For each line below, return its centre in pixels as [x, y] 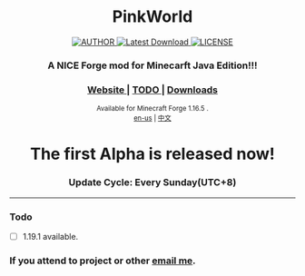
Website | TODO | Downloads [152, 90]
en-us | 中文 [152, 118]
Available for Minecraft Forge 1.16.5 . [152, 109]
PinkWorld [152, 17]
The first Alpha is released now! [152, 154]
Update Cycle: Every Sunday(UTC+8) [152, 182]
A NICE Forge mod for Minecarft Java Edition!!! [152, 65]
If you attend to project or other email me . [103, 261]
